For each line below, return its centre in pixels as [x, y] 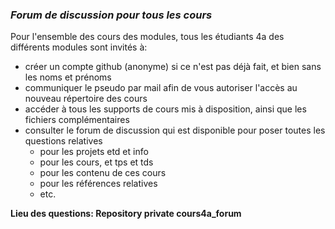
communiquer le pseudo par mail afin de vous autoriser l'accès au [161, 88]
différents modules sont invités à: [79, 47]
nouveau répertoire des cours [86, 99]
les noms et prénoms [68, 77]
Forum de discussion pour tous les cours [111, 15]
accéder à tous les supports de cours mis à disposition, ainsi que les [165, 109]
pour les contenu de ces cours [103, 173]
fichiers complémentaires [77, 120]
